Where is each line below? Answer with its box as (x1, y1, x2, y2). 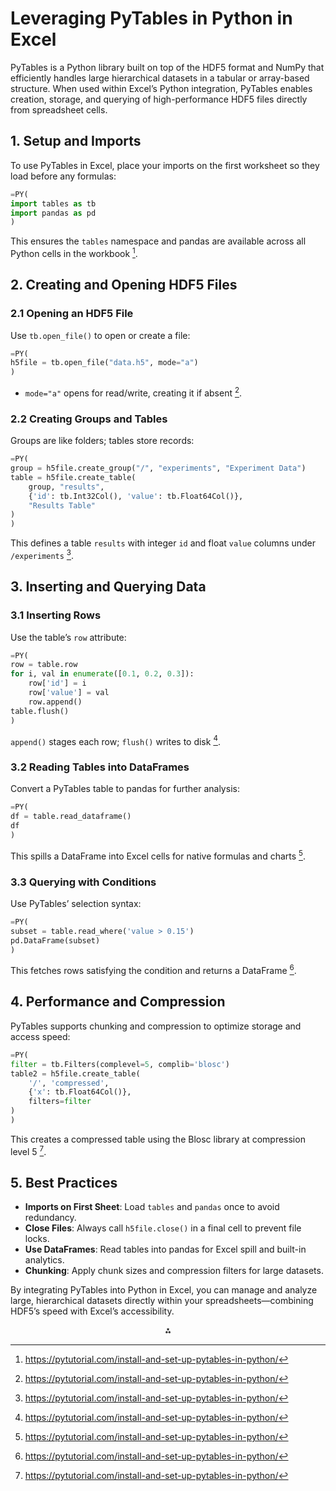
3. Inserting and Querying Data (10, 578, 207, 596)
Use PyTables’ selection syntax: (10, 897, 142, 909)
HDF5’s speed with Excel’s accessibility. (10, 1305, 175, 1317)
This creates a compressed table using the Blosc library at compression (10, 1133, 306, 1145)
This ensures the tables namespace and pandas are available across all (10, 235, 307, 247)
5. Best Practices (10, 1174, 118, 1191)
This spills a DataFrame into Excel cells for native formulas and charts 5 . (10, 848, 307, 862)
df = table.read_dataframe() (10, 812, 132, 822)
